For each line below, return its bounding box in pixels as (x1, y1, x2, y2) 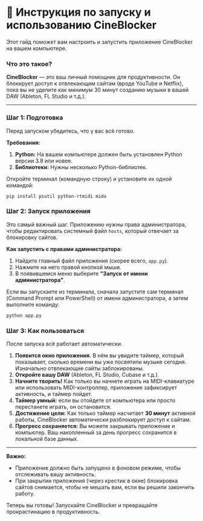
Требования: (6, 139, 40, 146)
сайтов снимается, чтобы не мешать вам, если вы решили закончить (14, 484, 195, 491)
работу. (14, 490, 35, 497)
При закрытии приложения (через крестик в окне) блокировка (14, 477, 178, 485)
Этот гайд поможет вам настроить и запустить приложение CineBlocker (6, 38, 193, 45)
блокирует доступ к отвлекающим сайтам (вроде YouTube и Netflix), (6, 80, 184, 87)
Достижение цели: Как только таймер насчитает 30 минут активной (14, 410, 196, 417)
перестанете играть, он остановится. (14, 403, 112, 411)
